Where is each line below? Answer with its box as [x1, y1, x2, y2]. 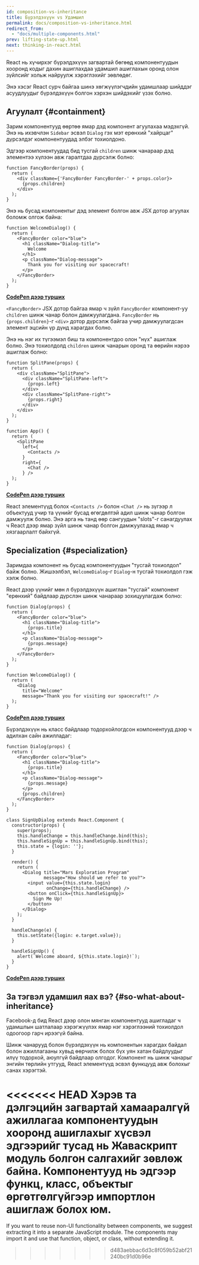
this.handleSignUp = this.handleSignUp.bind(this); [17, 838, 148, 844]
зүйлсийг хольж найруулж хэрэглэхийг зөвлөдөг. [6, 71, 133, 79]
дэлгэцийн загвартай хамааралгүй [6, 1101, 190, 1114]
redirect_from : [6, 25, 44, 32]
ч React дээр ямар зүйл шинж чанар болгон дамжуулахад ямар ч [6, 522, 174, 529]
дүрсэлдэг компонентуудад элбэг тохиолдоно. [6, 135, 127, 143]
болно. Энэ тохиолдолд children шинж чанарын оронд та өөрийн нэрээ [6, 342, 190, 349]
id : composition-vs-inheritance [6, 8, 87, 15]
